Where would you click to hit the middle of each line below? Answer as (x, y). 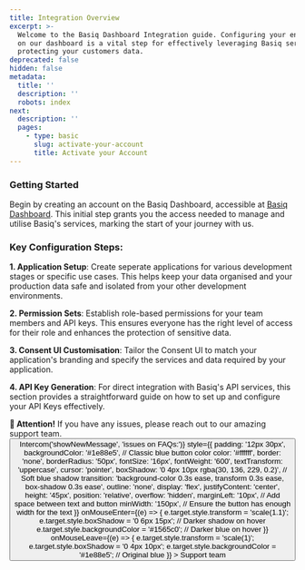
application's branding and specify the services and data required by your (148, 360)
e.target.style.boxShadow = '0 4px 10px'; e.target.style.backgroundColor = (152, 547)
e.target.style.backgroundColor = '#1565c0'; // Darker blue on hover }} (152, 530)
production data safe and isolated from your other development (128, 286)
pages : (30, 128)
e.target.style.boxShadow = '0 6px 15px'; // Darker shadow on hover (152, 521)
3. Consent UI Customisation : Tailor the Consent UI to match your (133, 350)
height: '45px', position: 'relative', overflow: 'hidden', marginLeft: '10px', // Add (152, 496)
